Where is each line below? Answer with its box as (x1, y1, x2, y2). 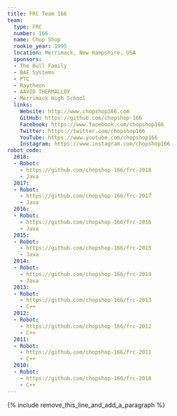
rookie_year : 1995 (13, 43, 68, 50)
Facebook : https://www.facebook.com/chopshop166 (20, 120, 164, 128)
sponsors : (13, 56, 42, 63)
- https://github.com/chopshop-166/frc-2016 (20, 219, 152, 226)
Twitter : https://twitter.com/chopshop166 (20, 127, 146, 134)
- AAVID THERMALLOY (13, 88, 71, 95)
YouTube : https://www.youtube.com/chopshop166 (20, 134, 158, 141)
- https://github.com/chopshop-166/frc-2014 (20, 270, 152, 277)
